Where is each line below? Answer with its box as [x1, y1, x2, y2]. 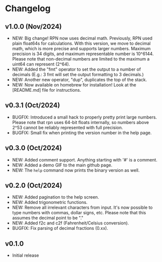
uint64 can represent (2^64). [12, 61, 70, 67]
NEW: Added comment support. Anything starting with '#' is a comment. [12, 157, 158, 162]
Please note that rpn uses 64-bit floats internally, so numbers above [12, 119, 149, 125]
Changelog [5, 3, 51, 14]
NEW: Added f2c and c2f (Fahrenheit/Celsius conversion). [12, 220, 129, 226]
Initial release [12, 252, 39, 259]
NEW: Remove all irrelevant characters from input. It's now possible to [12, 204, 153, 210]
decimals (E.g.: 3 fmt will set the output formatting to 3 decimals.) [12, 72, 144, 77]
